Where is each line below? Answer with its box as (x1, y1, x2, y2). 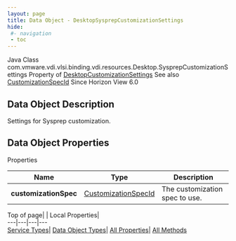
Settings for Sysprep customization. (7, 116, 111, 125)
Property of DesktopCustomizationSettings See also (28, 71, 180, 79)
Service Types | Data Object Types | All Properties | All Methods (7, 226, 188, 234)
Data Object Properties (7, 137, 110, 149)
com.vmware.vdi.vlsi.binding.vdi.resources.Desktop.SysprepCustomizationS (7, 63, 228, 71)
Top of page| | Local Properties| (7, 211, 100, 219)
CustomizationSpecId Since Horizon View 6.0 (7, 78, 139, 86)
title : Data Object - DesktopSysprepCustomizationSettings (7, 17, 184, 24)
